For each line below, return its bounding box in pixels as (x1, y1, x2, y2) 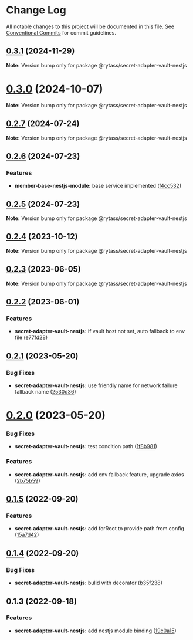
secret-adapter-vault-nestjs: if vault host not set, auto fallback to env (14, 328, 185, 335)
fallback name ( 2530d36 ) (14, 388, 76, 395)
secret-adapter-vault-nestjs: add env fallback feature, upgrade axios (14, 470, 184, 478)
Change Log (6, 4, 66, 17)
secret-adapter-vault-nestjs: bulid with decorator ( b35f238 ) (14, 579, 163, 587)
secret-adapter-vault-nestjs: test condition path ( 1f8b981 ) (14, 443, 157, 450)
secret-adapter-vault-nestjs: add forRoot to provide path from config (14, 525, 185, 532)
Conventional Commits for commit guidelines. (6, 29, 116, 36)
